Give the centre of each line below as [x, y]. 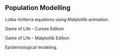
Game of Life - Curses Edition [35, 29]
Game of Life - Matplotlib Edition [37, 38]
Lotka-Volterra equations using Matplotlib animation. [57, 19]
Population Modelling [38, 8]
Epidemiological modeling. [31, 47]
